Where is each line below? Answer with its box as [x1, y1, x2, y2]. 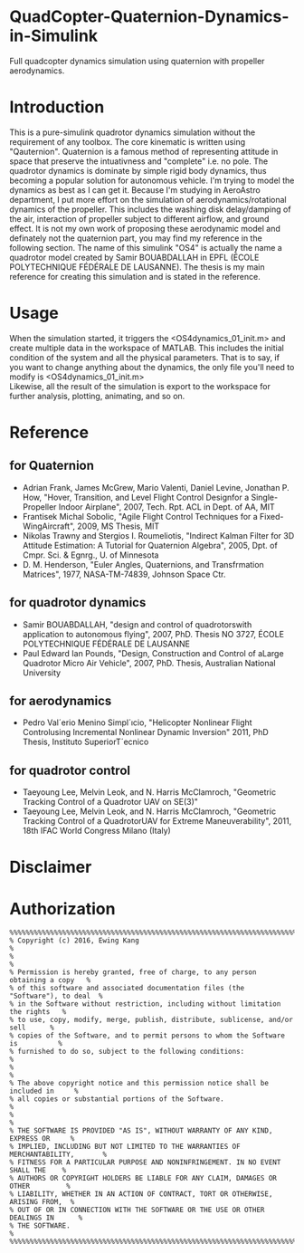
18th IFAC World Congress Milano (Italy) [22, 826, 172, 837]
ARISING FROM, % [9, 1198, 75, 1207]
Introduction [9, 97, 105, 118]
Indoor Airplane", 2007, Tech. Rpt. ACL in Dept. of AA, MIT [58, 501, 275, 512]
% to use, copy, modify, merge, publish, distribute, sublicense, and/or [9, 1016, 294, 1025]
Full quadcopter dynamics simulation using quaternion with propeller [9, 55, 265, 66]
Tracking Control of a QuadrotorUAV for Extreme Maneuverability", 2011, [22, 816, 292, 827]
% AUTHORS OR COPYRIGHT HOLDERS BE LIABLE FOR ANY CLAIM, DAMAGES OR [9, 1174, 278, 1183]
